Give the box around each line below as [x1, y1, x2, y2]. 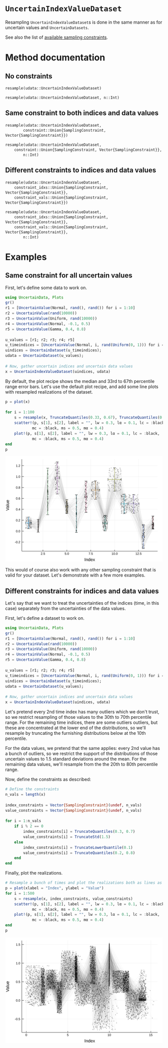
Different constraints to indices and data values [5, 166, 156, 174]
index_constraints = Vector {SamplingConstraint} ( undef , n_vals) [5, 802, 142, 808]
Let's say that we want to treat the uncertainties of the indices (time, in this [5, 600, 159, 606]
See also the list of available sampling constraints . [5, 34, 108, 40]
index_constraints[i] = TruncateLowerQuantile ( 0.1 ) [23, 845, 133, 850]
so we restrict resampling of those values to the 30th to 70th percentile [5, 714, 151, 720]
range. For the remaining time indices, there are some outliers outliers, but [5, 719, 158, 726]
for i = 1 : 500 [5, 891, 35, 896]
